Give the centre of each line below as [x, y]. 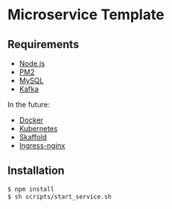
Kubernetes [38, 129]
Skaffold [33, 137]
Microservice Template [86, 15]
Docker [31, 120]
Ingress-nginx [42, 145]
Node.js [32, 63]
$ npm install [31, 189]
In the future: [29, 104]
